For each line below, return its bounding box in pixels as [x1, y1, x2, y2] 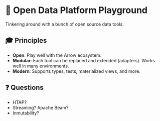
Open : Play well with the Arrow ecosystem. [12, 52, 102, 58]
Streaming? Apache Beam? [12, 104, 69, 110]
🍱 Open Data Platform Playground [5, 5, 148, 16]
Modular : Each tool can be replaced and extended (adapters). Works [12, 57, 155, 63]
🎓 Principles [5, 36, 47, 45]
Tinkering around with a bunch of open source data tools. [5, 21, 124, 27]
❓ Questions [5, 83, 44, 92]
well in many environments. [12, 63, 69, 69]
